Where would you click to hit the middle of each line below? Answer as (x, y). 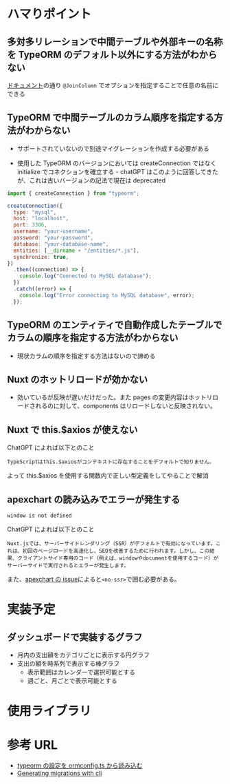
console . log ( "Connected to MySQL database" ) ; (86, 276)
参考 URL (33, 745)
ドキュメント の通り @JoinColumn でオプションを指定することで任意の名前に (113, 85)
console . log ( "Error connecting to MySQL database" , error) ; (107, 295)
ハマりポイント (49, 14)
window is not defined (39, 516)
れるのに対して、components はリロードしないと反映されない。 (126, 406)
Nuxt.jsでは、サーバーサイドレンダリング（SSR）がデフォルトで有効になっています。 (112, 543)
